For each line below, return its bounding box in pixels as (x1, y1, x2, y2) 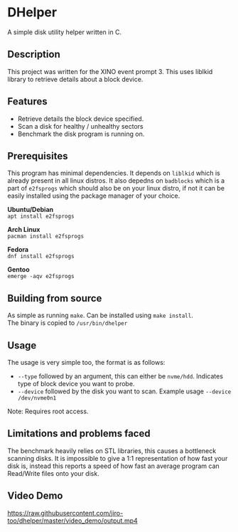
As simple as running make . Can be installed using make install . (7, 311, 193, 320)
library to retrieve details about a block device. (7, 75, 144, 83)
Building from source (7, 292, 102, 304)
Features (7, 95, 48, 107)
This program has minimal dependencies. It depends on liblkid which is (7, 169, 220, 178)
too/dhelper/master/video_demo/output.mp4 (7, 516, 139, 525)
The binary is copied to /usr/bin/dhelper (7, 319, 128, 327)
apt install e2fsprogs (7, 213, 75, 220)
